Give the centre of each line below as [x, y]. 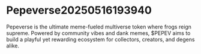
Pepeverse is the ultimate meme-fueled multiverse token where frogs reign [99, 27]
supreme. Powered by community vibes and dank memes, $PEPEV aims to [98, 33]
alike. [13, 46]
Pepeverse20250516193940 [79, 10]
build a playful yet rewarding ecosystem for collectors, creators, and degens [100, 39]
